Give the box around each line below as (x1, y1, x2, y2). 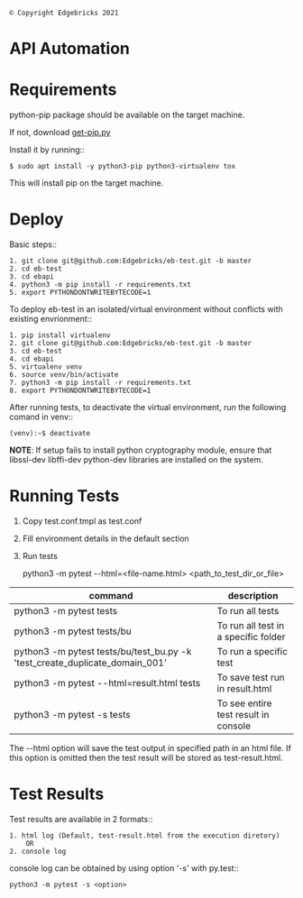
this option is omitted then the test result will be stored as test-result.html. (9, 753, 283, 763)
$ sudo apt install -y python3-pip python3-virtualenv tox (9, 162, 236, 171)
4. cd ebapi (9, 354, 54, 364)
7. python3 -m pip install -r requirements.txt (9, 379, 192, 388)
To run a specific (216, 646, 289, 657)
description (227, 590, 279, 601)
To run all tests (216, 605, 280, 617)
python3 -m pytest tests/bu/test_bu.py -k (14, 646, 192, 657)
